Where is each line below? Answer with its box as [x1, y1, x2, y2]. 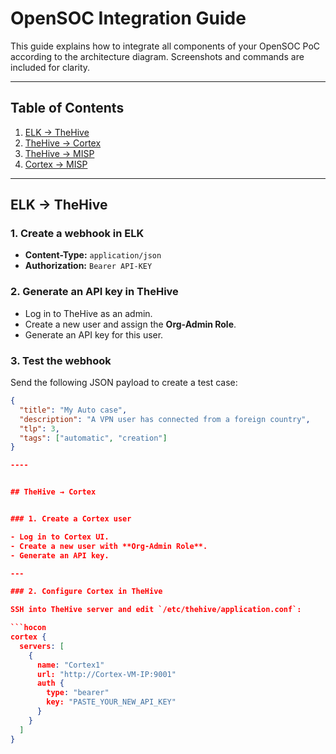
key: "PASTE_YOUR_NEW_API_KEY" [46, 697, 177, 707]
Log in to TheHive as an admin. [24, 307, 153, 319]
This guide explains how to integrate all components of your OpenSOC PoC [10, 40, 321, 52]
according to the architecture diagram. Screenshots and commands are [10, 50, 305, 62]
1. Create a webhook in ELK [10, 227, 145, 241]
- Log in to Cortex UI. [10, 532, 110, 542]
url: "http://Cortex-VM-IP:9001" [36, 669, 177, 679]
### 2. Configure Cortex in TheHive [10, 587, 163, 597]
